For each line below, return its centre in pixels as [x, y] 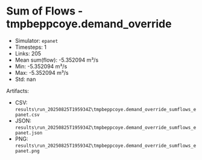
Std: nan [25, 79]
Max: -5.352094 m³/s [42, 72]
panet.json [29, 133]
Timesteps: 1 [31, 47]
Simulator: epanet [36, 40]
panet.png [27, 151]
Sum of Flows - [45, 11]
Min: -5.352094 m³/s [41, 66]
